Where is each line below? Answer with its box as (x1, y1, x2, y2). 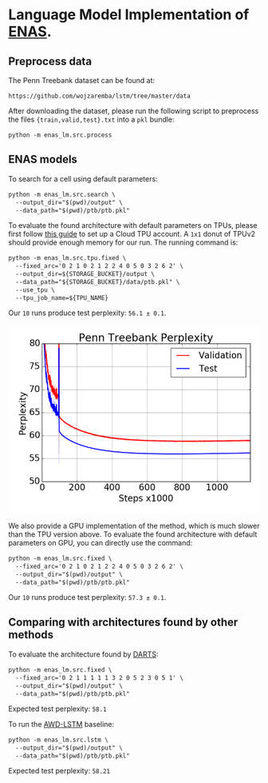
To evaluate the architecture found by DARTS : (8, 649, 159, 659)
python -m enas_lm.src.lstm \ (8, 736, 109, 744)
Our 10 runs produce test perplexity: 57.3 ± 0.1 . (8, 592, 167, 601)
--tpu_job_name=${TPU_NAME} (15, 294, 109, 302)
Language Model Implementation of (8, 6, 250, 24)
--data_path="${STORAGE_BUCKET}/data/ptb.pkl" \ (15, 278, 180, 286)
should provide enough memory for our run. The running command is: (8, 238, 238, 247)
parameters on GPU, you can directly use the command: (8, 537, 193, 547)
